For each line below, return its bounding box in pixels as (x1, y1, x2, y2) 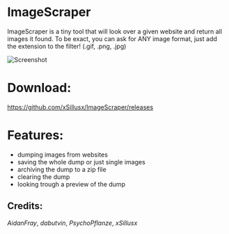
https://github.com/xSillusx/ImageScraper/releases (7, 102, 154, 111)
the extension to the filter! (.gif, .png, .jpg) (7, 42, 127, 50)
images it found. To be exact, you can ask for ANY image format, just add (7, 34, 218, 42)
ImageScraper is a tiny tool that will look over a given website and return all (7, 27, 223, 36)
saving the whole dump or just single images (17, 157, 146, 166)
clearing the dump (17, 172, 70, 181)
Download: (7, 80, 72, 96)
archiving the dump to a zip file (17, 165, 106, 173)
